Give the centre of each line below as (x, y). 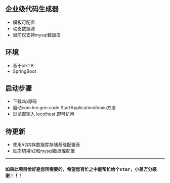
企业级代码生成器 (32, 9)
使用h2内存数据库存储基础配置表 (46, 145)
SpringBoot (24, 71)
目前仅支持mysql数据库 (37, 35)
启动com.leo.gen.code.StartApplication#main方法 (64, 108)
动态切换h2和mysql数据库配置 (44, 151)
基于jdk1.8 (23, 65)
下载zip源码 (25, 101)
